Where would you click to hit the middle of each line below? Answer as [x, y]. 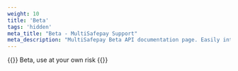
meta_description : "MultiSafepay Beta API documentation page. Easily [114, 40]
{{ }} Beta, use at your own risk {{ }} [58, 60]
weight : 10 [23, 14]
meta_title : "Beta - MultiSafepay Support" [73, 33]
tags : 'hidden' [30, 27]
